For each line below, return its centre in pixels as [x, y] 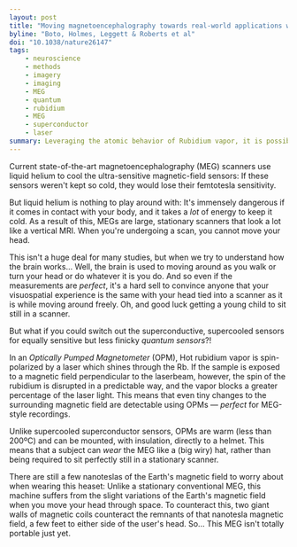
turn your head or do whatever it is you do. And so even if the [121, 276]
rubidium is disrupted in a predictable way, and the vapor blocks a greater [144, 386]
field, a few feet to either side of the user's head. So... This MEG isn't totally [147, 523]
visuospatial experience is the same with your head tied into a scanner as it [146, 294]
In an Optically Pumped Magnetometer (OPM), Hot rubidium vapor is [134, 357]
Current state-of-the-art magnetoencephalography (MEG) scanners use [140, 166]
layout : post [33, 17]
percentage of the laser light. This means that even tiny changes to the [138, 395]
